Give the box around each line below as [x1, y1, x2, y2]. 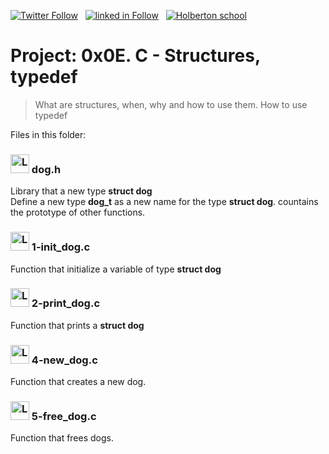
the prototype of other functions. [10, 206, 146, 219]
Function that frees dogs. [10, 432, 114, 444]
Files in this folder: [10, 128, 87, 140]
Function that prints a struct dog [10, 319, 145, 331]
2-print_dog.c [31, 296, 101, 310]
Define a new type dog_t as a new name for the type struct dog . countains [10, 196, 319, 208]
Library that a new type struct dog [10, 185, 153, 197]
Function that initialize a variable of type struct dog [10, 263, 222, 275]
